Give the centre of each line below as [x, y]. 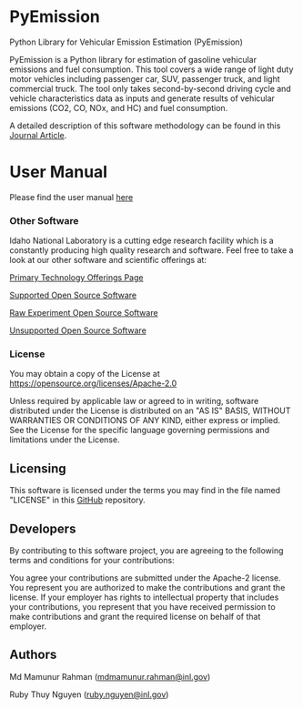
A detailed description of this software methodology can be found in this [145, 126]
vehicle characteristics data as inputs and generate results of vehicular [142, 98]
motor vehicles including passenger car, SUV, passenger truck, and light [145, 78]
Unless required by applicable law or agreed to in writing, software [134, 401]
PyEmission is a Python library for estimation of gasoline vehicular [133, 59]
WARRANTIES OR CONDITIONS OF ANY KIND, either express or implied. [145, 420]
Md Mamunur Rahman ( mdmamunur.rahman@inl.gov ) [110, 676]
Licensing [38, 468]
